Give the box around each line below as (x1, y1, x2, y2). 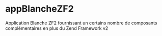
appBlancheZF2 (5, 3, 74, 15)
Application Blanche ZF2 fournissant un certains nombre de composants (5, 20, 157, 26)
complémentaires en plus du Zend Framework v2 (5, 25, 109, 31)
